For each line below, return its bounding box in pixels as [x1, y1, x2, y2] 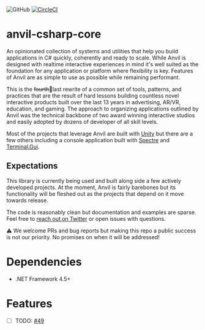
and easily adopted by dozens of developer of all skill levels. [6, 118, 158, 125]
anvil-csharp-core [6, 28, 102, 41]
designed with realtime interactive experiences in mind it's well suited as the [6, 60, 199, 67]
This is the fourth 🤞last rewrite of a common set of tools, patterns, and [6, 85, 182, 93]
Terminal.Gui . [6, 143, 40, 150]
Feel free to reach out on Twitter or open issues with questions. [6, 215, 166, 222]
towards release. [6, 196, 49, 204]
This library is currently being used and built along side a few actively [6, 177, 182, 184]
